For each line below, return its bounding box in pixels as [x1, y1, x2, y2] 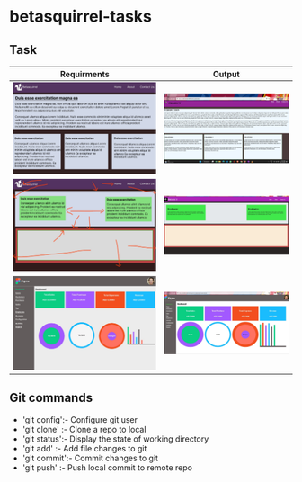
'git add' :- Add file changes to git [22, 442, 147, 453]
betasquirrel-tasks [9, 6, 153, 27]
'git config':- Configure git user [22, 414, 138, 424]
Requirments [59, 68, 110, 79]
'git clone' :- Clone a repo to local [22, 424, 147, 434]
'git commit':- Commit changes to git [22, 452, 159, 463]
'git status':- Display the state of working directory [22, 433, 209, 444]
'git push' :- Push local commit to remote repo [22, 461, 193, 473]
